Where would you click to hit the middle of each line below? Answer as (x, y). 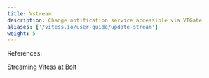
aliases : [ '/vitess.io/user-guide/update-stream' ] (83, 27)
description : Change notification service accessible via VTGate (104, 20)
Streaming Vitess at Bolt (42, 67)
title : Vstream (29, 14)
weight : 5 (22, 33)
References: (25, 53)
